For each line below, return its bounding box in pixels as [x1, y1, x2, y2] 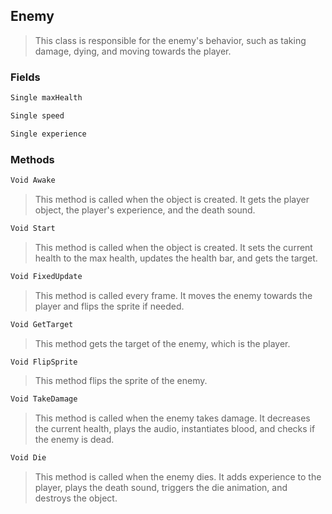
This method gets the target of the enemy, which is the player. [34, 337, 291, 349]
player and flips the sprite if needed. [34, 300, 185, 312]
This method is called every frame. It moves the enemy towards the [34, 289, 313, 301]
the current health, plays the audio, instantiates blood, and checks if [34, 423, 316, 435]
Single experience [10, 129, 87, 139]
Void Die [10, 453, 47, 463]
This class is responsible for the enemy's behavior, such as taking [34, 34, 307, 46]
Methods [10, 152, 55, 166]
